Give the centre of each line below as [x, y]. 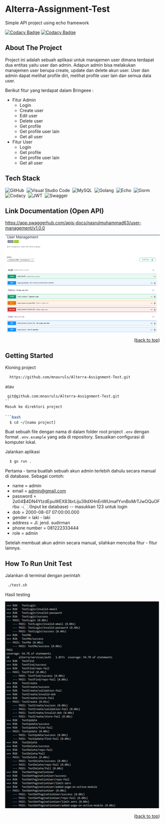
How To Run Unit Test [39, 564]
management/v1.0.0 [25, 228]
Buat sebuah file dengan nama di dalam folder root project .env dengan [77, 432]
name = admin [27, 486]
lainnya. [13, 548]
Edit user [28, 116]
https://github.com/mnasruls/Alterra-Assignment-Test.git [70, 377]
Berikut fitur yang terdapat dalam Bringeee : [50, 90]
